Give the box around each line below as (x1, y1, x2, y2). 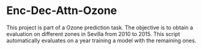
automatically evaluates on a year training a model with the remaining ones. (6, 37, 197, 44)
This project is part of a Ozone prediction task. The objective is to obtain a (6, 24, 193, 31)
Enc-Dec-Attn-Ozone (6, 4, 118, 18)
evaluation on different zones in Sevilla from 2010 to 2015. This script (6, 30, 181, 37)
